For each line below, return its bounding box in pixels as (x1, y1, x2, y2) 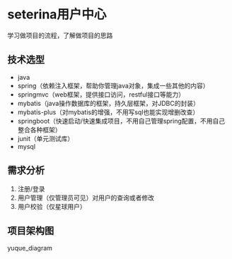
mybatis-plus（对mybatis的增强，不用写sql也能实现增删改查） (17, 107, 199, 116)
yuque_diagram (7, 244, 53, 253)
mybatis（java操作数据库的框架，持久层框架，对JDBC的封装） (17, 99, 199, 107)
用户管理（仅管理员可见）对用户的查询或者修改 (17, 193, 154, 202)
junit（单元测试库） (17, 134, 74, 143)
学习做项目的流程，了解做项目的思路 (7, 31, 113, 40)
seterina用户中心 (7, 6, 107, 23)
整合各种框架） (17, 125, 62, 134)
